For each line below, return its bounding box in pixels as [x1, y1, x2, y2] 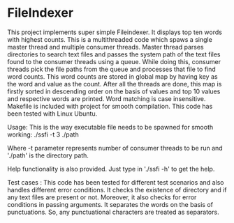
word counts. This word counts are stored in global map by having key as [7, 72, 218, 81]
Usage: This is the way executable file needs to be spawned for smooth [7, 123, 214, 131]
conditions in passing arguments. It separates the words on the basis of [7, 200, 213, 208]
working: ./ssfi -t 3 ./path [7, 130, 79, 139]
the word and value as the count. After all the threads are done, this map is [7, 79, 222, 88]
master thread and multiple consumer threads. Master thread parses [7, 43, 204, 51]
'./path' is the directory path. [7, 151, 89, 160]
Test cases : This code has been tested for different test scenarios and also [7, 178, 224, 186]
